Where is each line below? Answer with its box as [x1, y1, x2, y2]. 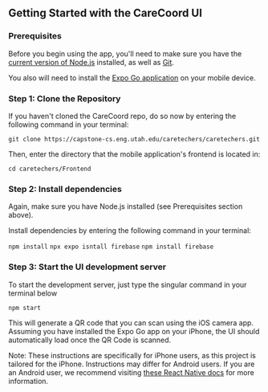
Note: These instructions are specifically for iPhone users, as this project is [8, 350, 257, 360]
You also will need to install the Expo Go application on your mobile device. [8, 72, 256, 83]
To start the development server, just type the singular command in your [8, 280, 247, 289]
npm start [8, 304, 42, 312]
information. [8, 376, 49, 386]
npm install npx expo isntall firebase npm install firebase [8, 243, 214, 251]
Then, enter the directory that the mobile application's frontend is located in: [8, 149, 261, 159]
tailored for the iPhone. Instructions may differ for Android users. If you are [8, 359, 255, 369]
